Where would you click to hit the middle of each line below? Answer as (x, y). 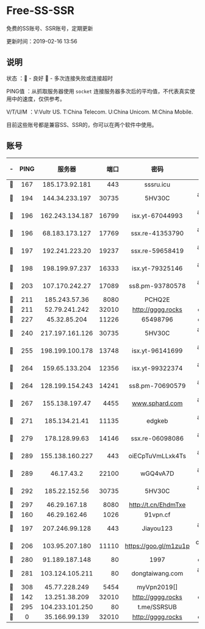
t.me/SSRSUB (157, 606)
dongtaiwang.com (157, 573)
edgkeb (157, 420)
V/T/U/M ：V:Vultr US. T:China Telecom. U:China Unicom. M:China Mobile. (100, 112)
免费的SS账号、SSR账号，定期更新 (50, 28)
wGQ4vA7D (157, 473)
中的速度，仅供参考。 (38, 99)
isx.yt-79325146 (157, 268)
